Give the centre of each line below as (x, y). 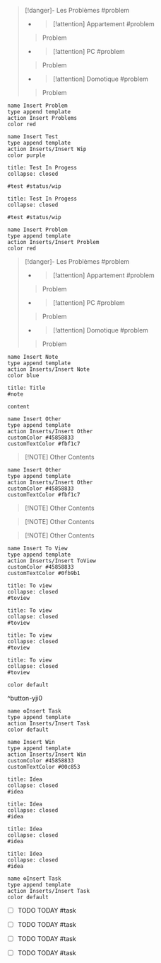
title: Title (26, 388)
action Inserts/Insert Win (47, 755)
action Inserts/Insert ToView (52, 561)
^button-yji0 (25, 698)
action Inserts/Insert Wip (47, 149)
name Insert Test (33, 137)
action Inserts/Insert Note (49, 369)
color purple (26, 155)
